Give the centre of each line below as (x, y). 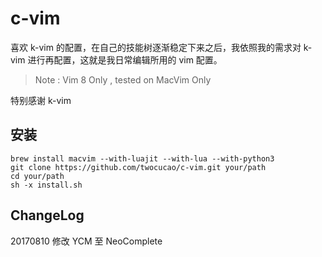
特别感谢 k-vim (41, 100)
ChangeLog (47, 215)
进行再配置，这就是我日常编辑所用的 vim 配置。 (125, 59)
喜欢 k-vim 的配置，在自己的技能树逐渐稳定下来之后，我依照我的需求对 (156, 47)
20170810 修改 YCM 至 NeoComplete (86, 241)
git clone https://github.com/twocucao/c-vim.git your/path (138, 167)
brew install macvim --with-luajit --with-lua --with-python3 (142, 158)
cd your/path (37, 176)
